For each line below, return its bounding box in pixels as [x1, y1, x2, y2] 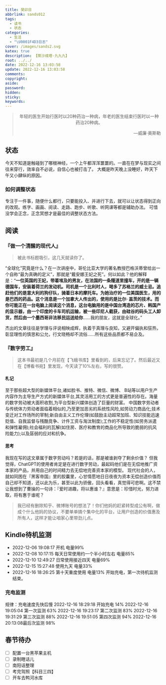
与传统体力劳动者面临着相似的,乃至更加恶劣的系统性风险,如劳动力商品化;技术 [5, 406, 161, 412]
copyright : [5, 76, 28, 81]
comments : [5, 72, 26, 77]
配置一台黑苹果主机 [12, 650, 52, 656]
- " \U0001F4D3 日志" [9, 40, 48, 45]
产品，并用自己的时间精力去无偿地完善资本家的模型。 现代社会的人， [18, 467, 158, 473]
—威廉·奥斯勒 [133, 130, 161, 136]
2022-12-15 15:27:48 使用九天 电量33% [12, 563, 92, 569]
